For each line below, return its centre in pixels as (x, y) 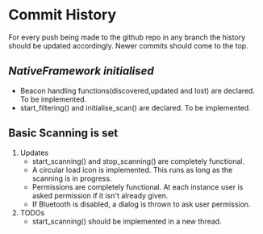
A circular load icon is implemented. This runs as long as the (132, 169)
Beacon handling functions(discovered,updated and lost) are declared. (138, 90)
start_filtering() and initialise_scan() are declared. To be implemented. (136, 107)
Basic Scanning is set (63, 134)
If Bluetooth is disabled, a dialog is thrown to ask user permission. (141, 204)
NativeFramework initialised (81, 71)
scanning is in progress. (72, 178)
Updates (34, 153)
